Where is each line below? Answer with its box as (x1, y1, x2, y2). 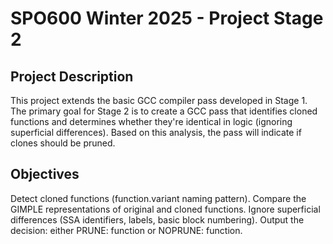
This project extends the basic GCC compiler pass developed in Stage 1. (10, 95, 308, 106)
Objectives (10, 166, 80, 183)
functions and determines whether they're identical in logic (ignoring (10, 116, 293, 127)
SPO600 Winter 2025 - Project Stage (10, 7, 324, 30)
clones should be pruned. (10, 137, 116, 149)
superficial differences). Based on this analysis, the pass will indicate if (10, 127, 302, 138)
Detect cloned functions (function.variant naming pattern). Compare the (10, 192, 307, 204)
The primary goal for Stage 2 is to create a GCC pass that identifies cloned (10, 105, 318, 117)
